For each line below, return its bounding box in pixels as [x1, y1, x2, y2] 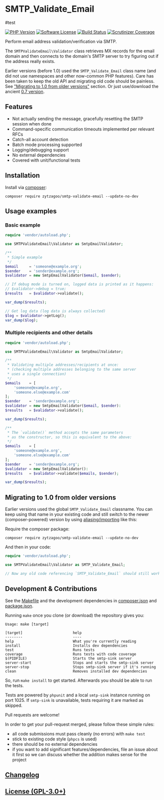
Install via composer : [5, 184, 47, 190]
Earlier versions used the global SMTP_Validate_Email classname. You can [5, 506, 153, 512]
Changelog [5, 771, 40, 779]
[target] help [5, 630, 82, 635]
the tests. [5, 682, 24, 688]
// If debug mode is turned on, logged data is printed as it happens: [5, 282, 154, 287]
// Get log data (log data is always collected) [5, 309, 106, 314]
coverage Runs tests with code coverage [5, 652, 137, 656]
